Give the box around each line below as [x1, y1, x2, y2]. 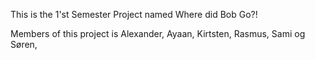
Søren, [10, 39, 38, 50]
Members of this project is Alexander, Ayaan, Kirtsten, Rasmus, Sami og [10, 28, 306, 39]
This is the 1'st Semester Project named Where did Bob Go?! [10, 9, 258, 20]
